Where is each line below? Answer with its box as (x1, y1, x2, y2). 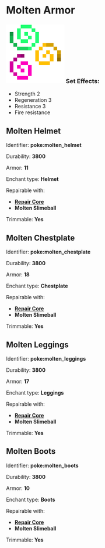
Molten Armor (6, 4, 75, 17)
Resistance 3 (14, 103, 46, 110)
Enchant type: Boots (6, 496, 55, 503)
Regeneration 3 (14, 97, 52, 104)
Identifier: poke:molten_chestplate (6, 248, 91, 255)
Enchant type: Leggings (6, 389, 64, 396)
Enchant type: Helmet (6, 176, 59, 183)
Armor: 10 (6, 484, 30, 492)
